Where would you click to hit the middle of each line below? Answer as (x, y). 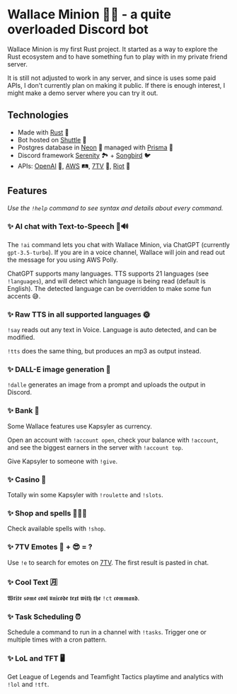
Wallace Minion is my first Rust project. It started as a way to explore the (112, 49)
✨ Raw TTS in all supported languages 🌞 (79, 314)
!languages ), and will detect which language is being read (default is (107, 281)
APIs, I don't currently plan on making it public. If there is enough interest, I (116, 85)
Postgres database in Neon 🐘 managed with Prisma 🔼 (95, 147)
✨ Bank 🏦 (23, 411)
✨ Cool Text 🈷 (33, 582)
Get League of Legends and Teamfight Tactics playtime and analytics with (116, 676)
